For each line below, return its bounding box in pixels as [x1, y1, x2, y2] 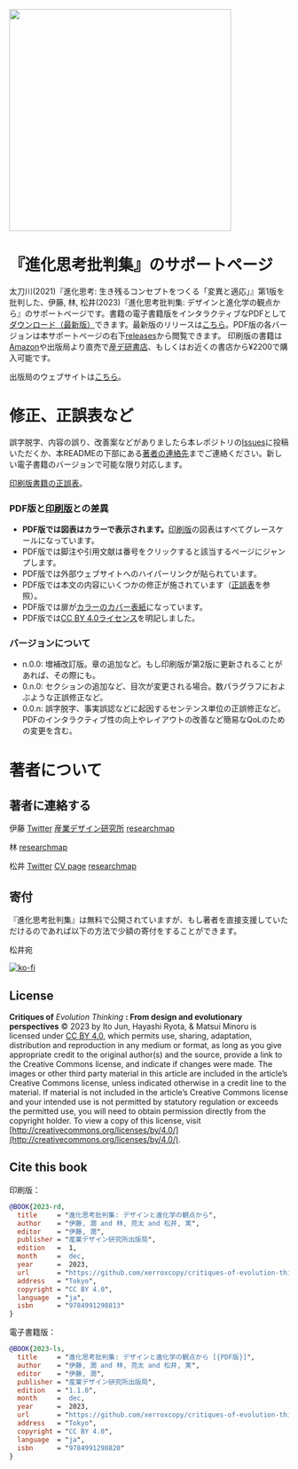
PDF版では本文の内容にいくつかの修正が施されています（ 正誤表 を [21, 580, 263, 590]
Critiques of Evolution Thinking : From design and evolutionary [9, 1012, 243, 1023]
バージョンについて [9, 637, 91, 650]
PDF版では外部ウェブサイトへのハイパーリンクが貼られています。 [21, 568, 262, 580]
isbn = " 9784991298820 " [17, 1443, 125, 1452]
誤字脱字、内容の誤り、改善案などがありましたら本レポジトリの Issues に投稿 [9, 437, 289, 447]
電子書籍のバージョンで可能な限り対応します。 [16, 459, 188, 470]
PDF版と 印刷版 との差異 [9, 502, 109, 514]
